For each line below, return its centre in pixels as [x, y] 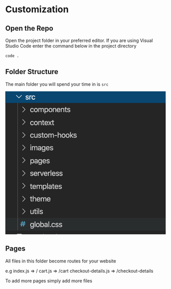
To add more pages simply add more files [49, 281]
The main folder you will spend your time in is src [57, 84]
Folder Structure [32, 72]
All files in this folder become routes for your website [61, 261]
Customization [37, 9]
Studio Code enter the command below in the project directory [71, 46]
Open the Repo [29, 28]
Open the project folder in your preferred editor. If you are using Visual [79, 40]
